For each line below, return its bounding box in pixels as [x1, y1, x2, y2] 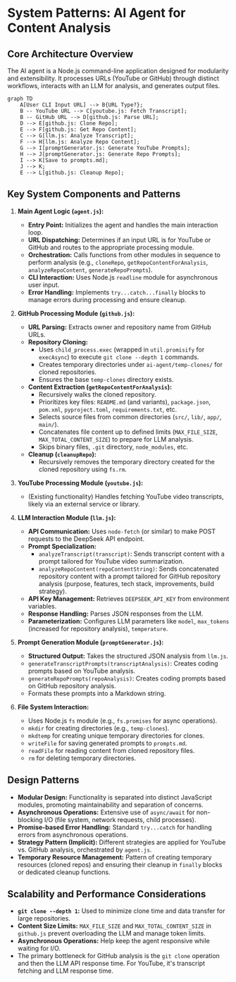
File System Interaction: [17, 702, 89, 711]
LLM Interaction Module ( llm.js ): [17, 513, 116, 522]
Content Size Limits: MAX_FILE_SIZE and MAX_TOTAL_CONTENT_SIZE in [17, 921, 211, 931]
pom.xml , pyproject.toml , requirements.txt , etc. [38, 405, 178, 414]
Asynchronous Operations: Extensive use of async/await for [17, 808, 195, 816]
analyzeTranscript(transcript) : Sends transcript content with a [38, 549, 225, 558]
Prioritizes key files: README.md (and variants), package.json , [38, 397, 211, 406]
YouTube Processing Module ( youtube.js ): [17, 478, 143, 487]
